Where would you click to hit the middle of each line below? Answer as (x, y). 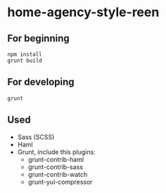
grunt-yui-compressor (60, 182)
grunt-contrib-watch (58, 174)
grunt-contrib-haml (56, 159)
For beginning (39, 38)
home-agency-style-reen (83, 12)
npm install (25, 54)
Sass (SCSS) (36, 137)
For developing (41, 82)
